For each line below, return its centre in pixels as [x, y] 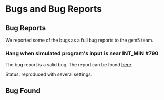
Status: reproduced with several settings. [49, 74]
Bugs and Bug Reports [54, 9]
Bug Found [23, 91]
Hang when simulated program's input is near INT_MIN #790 [82, 53]
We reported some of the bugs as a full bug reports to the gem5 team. [79, 40]
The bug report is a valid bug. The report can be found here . [69, 65]
